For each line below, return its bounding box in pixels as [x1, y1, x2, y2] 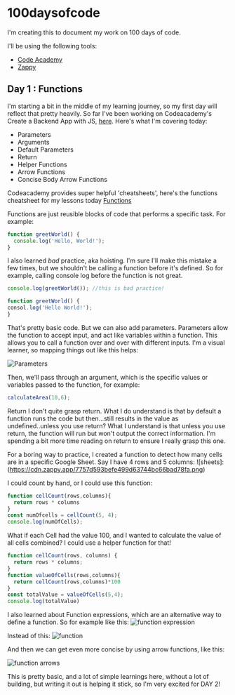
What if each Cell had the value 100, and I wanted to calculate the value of [7, 531, 222, 540]
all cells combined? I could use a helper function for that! [7, 538, 172, 547]
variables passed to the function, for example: [7, 380, 140, 389]
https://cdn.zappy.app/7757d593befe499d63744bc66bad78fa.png [9, 465, 203, 473]
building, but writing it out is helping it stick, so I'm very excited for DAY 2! [7, 680, 221, 689]
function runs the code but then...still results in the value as [7, 414, 179, 423]
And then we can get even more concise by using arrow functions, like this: [7, 645, 225, 654]
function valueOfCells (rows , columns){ [7, 571, 121, 578]
